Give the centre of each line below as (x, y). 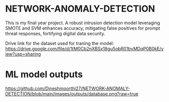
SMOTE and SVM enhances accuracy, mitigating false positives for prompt (83, 28)
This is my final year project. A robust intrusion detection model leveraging (83, 23)
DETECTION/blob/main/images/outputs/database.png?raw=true (72, 93)
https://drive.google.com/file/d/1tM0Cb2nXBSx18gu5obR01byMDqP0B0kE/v (84, 48)
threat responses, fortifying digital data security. (55, 33)
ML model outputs (44, 74)
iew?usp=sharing (23, 54)
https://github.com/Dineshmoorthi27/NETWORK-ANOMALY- (68, 88)
